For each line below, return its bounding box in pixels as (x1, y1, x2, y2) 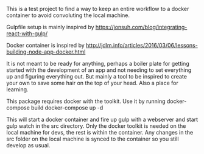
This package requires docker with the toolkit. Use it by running (6, 97, 166, 105)
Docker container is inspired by (6, 42, 85, 49)
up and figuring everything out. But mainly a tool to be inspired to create (6, 73, 188, 80)
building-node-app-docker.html (6, 48, 86, 55)
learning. (6, 86, 29, 93)
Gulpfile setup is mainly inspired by (6, 24, 94, 30)
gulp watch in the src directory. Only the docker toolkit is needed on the (6, 122, 186, 130)
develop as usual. (6, 142, 51, 149)
